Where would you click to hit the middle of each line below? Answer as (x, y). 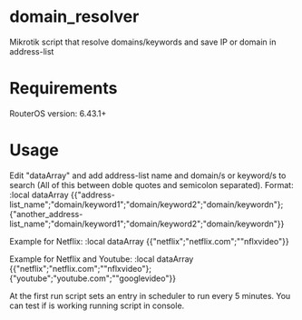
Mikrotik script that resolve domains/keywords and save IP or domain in (143, 42)
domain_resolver (74, 17)
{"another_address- (46, 214)
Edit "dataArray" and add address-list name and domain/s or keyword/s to (148, 175)
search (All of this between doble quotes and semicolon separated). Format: (151, 185)
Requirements (63, 89)
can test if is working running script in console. (97, 305)
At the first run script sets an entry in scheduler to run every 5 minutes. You (150, 295)
